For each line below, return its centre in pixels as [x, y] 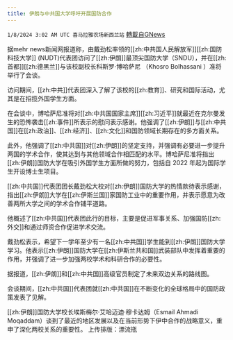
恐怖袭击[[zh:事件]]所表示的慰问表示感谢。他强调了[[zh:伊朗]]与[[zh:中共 [123, 121]
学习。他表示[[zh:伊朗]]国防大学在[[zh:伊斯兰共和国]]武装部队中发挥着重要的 [116, 250]
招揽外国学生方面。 [53, 99]
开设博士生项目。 [38, 171]
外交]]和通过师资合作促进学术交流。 [58, 227]
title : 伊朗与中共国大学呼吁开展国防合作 [60, 14]
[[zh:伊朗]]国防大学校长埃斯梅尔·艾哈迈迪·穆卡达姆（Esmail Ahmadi [103, 312]
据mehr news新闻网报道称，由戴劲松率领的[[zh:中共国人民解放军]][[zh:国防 [115, 49]
